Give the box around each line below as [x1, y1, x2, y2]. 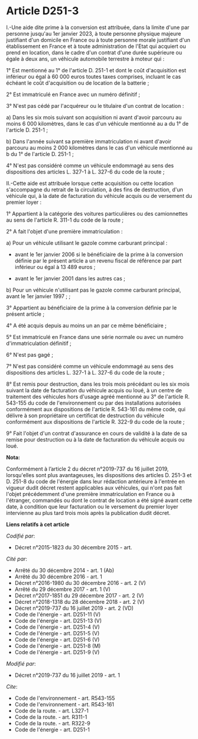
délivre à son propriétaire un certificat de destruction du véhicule [6, 412, 164, 419]
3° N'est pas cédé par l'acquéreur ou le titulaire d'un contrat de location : [6, 102, 184, 109]
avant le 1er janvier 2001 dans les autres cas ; [14, 274, 125, 282]
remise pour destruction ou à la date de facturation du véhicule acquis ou [6, 436, 185, 443]
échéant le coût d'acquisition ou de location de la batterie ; [6, 79, 150, 87]
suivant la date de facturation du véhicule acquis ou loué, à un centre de [6, 386, 182, 394]
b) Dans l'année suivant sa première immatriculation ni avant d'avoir [6, 137, 171, 145]
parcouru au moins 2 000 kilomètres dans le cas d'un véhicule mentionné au [6, 144, 193, 151]
